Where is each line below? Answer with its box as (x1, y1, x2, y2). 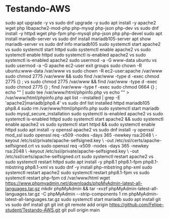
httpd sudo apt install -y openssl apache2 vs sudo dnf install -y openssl (5, 126, 154, 132)
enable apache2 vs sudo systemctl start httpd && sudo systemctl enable (5, 121, 155, 127)
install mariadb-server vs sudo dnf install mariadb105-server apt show (5, 36, 151, 42)
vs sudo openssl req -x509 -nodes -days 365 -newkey (35, 142, 149, 149)
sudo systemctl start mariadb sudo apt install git (61, 196, 161, 202)
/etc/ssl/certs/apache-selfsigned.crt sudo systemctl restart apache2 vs (5, 153, 154, 159)
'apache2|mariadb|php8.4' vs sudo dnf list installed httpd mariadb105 (5, 100, 150, 106)
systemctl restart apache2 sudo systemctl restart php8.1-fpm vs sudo (5, 169, 150, 175)
